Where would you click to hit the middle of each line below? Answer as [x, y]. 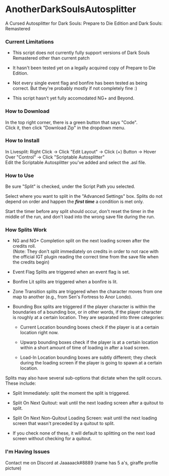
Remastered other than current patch [51, 58]
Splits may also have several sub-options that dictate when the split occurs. [84, 378]
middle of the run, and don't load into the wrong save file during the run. [80, 217]
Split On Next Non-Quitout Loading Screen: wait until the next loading [85, 418]
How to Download [27, 111]
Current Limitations [30, 41]
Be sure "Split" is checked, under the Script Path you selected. [70, 187]
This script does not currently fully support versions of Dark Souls [81, 53]
